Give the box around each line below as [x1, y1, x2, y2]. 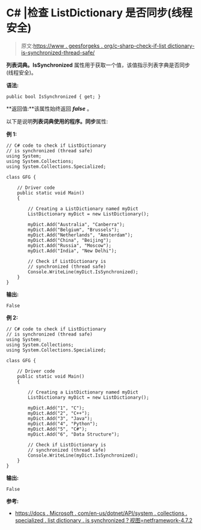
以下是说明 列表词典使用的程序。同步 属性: [6, 117, 108, 125]
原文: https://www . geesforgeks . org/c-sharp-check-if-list [20, 42, 167, 49]
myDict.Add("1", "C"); [28, 405, 85, 411]
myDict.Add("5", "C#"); [28, 426, 87, 432]
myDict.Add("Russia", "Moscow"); [28, 242, 112, 248]
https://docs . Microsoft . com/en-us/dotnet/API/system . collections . [14, 510, 188, 517]
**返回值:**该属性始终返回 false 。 [6, 105, 93, 112]
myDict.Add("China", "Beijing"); [28, 237, 112, 243]
